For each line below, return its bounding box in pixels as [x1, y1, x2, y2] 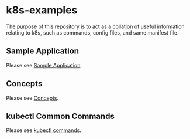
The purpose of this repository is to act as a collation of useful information [6, 23, 185, 30]
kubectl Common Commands [6, 111, 115, 121]
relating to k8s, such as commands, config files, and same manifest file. [6, 29, 179, 36]
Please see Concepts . [6, 94, 59, 101]
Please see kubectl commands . [6, 127, 82, 134]
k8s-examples [6, 4, 78, 17]
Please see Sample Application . [6, 62, 82, 69]
